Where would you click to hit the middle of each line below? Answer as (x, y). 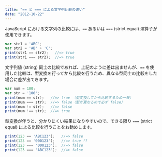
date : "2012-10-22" (25, 14)
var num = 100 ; (20, 88)
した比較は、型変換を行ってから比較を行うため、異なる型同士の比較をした (83, 73)
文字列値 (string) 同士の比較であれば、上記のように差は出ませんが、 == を (78, 67)
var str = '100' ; (22, 93)
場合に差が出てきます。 (28, 79)
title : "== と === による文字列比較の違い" (45, 9)
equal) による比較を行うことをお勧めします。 (50, 127)
